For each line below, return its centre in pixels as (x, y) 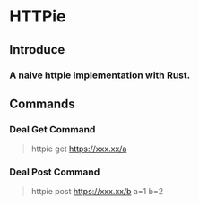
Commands (43, 103)
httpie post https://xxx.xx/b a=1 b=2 (97, 192)
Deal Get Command (52, 129)
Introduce (37, 50)
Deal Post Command (55, 172)
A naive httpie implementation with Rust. (100, 75)
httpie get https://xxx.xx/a (79, 149)
